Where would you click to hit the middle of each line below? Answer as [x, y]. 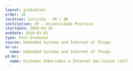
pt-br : [12, 56]
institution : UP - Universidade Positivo [49, 24]
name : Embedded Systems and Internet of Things [60, 51]
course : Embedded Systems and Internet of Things [58, 42]
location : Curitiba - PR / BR [37, 19]
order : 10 [16, 14]
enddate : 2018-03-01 [27, 33]
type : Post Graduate [27, 38]
